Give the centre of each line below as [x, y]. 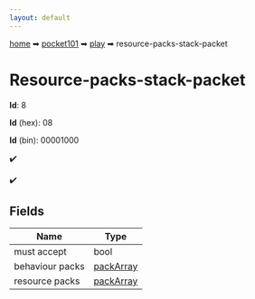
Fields [27, 211]
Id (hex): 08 [31, 122]
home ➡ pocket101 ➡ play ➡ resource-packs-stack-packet [118, 43]
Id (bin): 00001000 [44, 140]
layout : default [40, 18]
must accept [41, 252]
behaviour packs [49, 266]
